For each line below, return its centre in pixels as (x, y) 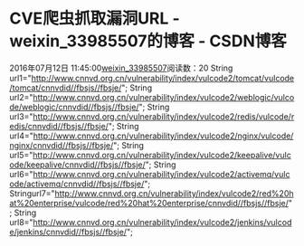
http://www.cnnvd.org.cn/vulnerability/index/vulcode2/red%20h (174, 193)
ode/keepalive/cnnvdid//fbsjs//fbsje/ (78, 165)
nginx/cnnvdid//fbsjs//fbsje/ (62, 145)
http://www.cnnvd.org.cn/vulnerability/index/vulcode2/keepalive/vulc (162, 155)
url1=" (20, 78)
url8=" (21, 222)
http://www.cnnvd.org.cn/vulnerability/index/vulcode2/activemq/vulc (161, 174)
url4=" (21, 136)
